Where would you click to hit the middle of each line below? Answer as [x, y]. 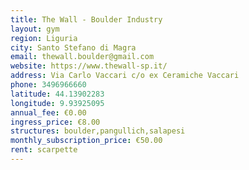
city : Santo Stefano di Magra [73, 47]
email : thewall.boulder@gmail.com [82, 57]
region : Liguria [44, 38]
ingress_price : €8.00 [55, 122]
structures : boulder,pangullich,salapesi [98, 131]
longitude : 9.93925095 [57, 103]
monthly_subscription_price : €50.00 [86, 141]
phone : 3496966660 [48, 85]
